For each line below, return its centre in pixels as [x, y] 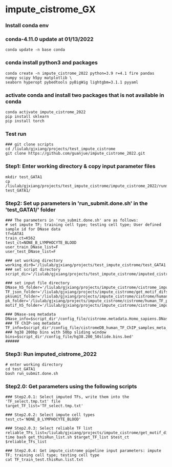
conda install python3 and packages [52, 62]
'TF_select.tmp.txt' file [33, 401]
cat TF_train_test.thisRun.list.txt [44, 460]
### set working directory [34, 260]
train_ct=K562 [20, 238]
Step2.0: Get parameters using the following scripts [71, 387]
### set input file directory [38, 283]
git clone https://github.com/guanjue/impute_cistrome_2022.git [75, 154]
